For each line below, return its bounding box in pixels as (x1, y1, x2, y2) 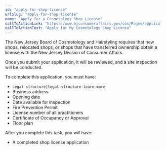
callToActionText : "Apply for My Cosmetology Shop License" (5, 26, 132, 31)
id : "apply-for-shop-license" (5, 7, 68, 12)
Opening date (12, 94, 41, 100)
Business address (12, 89, 49, 95)
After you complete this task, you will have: (5, 130, 93, 136)
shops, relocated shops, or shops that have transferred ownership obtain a (5, 44, 157, 50)
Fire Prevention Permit (12, 105, 58, 111)
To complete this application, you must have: (5, 74, 96, 80)
